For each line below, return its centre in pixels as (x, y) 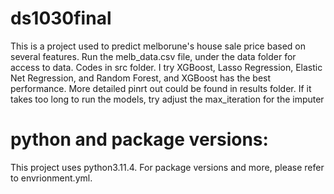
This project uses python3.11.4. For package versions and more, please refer (167, 167)
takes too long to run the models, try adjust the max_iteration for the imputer (167, 99)
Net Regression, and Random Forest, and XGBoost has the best (141, 78)
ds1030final (61, 18)
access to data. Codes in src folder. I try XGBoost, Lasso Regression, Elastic (166, 67)
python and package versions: (139, 139)
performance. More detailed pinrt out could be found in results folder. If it (161, 88)
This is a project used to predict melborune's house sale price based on (158, 46)
